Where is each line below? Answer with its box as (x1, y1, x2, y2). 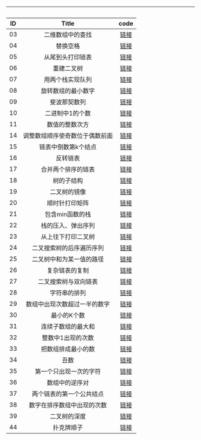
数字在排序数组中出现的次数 (29, 401, 107, 409)
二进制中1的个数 (44, 109, 91, 117)
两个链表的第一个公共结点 (32, 390, 104, 398)
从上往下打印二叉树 (41, 233, 95, 241)
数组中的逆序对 (47, 378, 89, 387)
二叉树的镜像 (50, 188, 86, 196)
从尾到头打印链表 (44, 53, 92, 62)
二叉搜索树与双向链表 (38, 278, 98, 286)
